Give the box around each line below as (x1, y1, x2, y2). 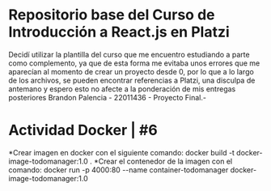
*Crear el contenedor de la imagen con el (93, 156, 233, 166)
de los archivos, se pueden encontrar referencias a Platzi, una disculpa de (8, 75, 256, 85)
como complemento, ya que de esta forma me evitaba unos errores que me (8, 58, 260, 68)
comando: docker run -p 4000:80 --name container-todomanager (8, 164, 229, 175)
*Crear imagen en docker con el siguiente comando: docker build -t (8, 147, 235, 157)
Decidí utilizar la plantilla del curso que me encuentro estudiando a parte (8, 49, 250, 59)
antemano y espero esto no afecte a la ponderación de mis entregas (8, 83, 236, 94)
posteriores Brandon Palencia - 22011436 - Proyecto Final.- (8, 92, 206, 102)
